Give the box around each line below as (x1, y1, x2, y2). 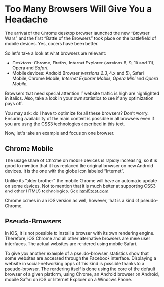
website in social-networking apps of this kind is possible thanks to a (5, 260, 145, 266)
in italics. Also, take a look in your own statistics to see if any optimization (5, 95, 154, 101)
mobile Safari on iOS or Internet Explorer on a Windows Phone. (5, 276, 133, 282)
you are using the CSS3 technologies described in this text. (5, 121, 125, 127)
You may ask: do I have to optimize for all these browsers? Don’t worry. (5, 110, 149, 116)
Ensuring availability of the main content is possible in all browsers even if (5, 115, 155, 121)
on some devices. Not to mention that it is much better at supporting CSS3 (5, 183, 156, 189)
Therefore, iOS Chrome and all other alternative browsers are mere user (5, 235, 151, 241)
